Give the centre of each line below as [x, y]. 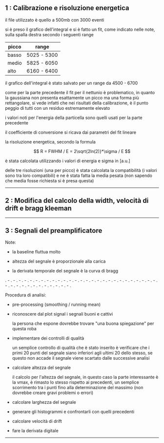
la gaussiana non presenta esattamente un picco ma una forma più [72, 98]
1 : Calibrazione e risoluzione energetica [67, 8]
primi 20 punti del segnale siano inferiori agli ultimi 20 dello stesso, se [82, 353]
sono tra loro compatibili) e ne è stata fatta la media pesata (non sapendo [79, 175]
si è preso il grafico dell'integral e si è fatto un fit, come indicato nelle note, [80, 29]
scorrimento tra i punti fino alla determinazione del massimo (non [78, 388]
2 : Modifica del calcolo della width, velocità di [77, 201]
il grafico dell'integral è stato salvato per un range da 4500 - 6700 [72, 83]
